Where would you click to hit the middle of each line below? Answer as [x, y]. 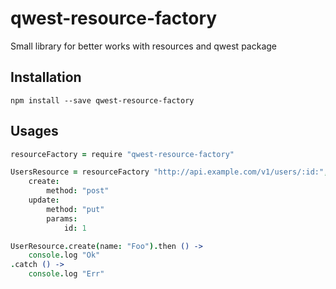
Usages [34, 131]
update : [44, 200]
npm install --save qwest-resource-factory [102, 100]
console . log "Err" [66, 274]
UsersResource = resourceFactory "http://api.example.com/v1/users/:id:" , [169, 172]
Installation [46, 77]
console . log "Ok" [64, 255]
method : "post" [78, 191]
